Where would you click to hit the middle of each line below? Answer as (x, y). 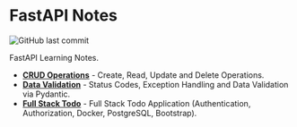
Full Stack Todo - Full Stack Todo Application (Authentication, (136, 103)
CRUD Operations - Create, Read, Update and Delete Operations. (143, 75)
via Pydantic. (46, 94)
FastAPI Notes (64, 16)
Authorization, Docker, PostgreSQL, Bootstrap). (109, 113)
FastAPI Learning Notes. (54, 57)
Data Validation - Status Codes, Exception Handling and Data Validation (155, 84)
